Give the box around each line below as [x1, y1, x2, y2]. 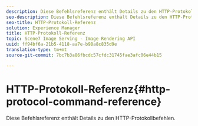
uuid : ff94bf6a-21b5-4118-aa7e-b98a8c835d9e [6, 42, 117, 47]
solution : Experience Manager [6, 25, 81, 31]
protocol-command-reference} [6, 95, 162, 108]
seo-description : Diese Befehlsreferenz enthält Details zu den [6, 14, 167, 20]
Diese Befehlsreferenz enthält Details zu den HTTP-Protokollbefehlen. [6, 114, 176, 121]
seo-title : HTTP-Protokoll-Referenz [6, 19, 96, 25]
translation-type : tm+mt [6, 47, 67, 53]
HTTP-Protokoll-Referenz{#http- [6, 83, 171, 96]
